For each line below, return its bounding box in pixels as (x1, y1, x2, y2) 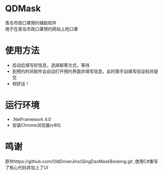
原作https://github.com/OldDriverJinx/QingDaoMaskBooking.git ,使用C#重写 (5, 158, 158, 164)
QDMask (5, 3, 41, 14)
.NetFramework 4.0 (12, 116, 51, 122)
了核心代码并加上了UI (5, 164, 48, 170)
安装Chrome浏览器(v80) (12, 122, 61, 128)
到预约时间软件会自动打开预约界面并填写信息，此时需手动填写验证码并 (12, 68, 154, 74)
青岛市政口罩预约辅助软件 (5, 20, 57, 26)
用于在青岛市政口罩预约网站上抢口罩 (5, 26, 78, 32)
